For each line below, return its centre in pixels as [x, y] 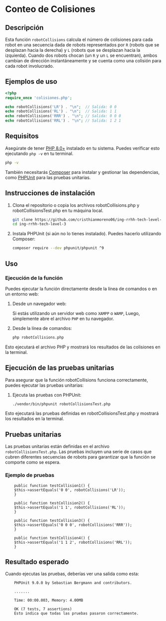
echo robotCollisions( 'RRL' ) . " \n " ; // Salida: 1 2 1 [63, 121]
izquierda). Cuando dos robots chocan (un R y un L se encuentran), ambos [81, 55]
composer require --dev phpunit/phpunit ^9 [58, 248]
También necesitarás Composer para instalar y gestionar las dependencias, [83, 172]
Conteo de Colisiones [50, 9]
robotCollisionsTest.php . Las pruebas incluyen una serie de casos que [78, 452]
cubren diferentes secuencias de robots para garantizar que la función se [80, 457]
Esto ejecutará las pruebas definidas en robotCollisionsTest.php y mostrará [82, 413]
